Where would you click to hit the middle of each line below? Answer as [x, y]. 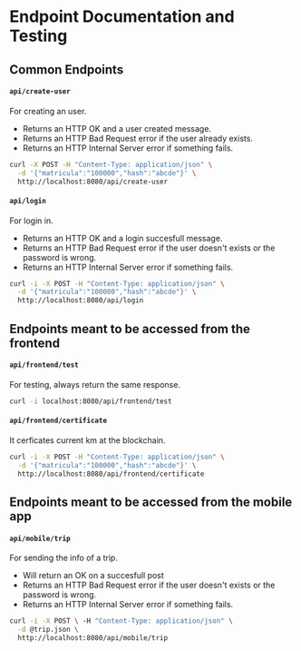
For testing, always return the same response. [95, 384]
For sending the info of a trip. [63, 558]
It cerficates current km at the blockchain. [87, 440]
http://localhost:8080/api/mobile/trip [93, 637]
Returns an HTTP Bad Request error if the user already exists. [138, 138]
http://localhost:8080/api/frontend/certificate [111, 474]
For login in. [31, 221]
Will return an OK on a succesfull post [93, 576]
